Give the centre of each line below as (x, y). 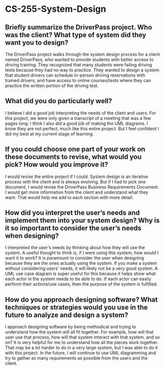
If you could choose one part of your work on (75, 149)
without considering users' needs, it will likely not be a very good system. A (82, 268)
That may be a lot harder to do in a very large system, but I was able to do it (82, 348)
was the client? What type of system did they (76, 35)
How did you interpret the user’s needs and (72, 213)
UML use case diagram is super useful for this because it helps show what (81, 274)
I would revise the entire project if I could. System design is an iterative (77, 176)
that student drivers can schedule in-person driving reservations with (75, 75)
